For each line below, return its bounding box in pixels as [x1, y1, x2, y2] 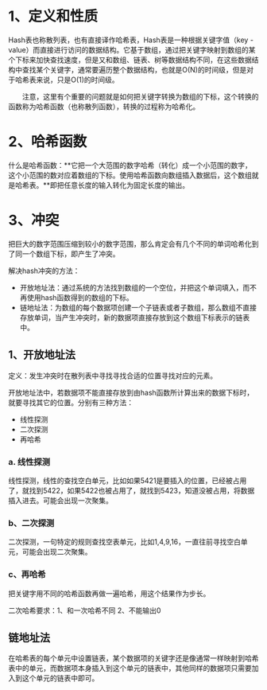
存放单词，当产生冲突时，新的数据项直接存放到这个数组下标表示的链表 [19, 312, 250, 322]
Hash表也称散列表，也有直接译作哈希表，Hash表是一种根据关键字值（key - [8, 35, 254, 45]
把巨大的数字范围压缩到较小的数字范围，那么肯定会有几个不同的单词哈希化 [8, 239, 252, 248]
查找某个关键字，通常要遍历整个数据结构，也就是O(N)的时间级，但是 [21, 64, 247, 74]
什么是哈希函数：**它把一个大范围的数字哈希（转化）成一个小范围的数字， [8, 160, 253, 170]
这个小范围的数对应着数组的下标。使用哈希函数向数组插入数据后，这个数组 [8, 170, 252, 180]
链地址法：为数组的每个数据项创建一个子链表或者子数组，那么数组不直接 [19, 302, 257, 312]
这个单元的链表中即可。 [21, 673, 99, 683]
